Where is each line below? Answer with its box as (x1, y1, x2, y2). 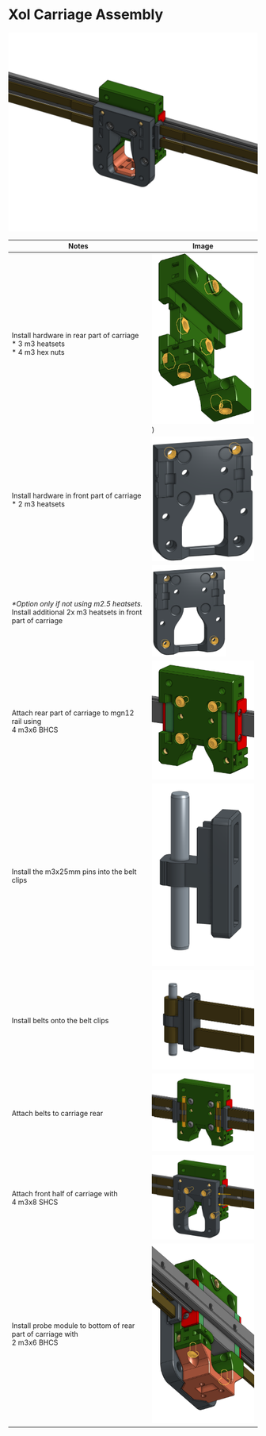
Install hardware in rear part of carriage (11, 330, 139, 340)
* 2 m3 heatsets (11, 499, 66, 509)
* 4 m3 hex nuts (11, 347, 65, 356)
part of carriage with (11, 1330, 79, 1339)
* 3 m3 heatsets (11, 339, 66, 348)
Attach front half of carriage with (11, 1189, 118, 1199)
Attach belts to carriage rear (11, 1108, 104, 1118)
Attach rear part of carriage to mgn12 (11, 708, 135, 718)
